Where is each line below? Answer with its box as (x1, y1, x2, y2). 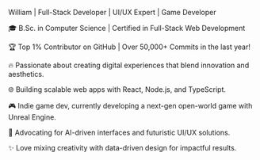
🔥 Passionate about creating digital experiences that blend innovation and (8, 60, 250, 70)
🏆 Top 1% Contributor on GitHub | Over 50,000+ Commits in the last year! (8, 42, 251, 51)
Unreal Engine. (8, 112, 57, 122)
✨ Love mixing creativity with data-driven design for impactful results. (8, 143, 237, 152)
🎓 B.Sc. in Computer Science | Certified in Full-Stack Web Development (8, 24, 246, 32)
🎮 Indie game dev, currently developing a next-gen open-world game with (8, 101, 253, 110)
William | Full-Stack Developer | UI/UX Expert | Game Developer (8, 8, 216, 17)
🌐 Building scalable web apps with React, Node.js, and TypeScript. (8, 85, 227, 94)
